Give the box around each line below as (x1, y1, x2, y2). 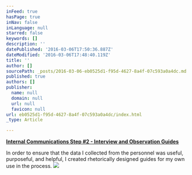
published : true (6, 73, 46, 79)
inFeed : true (6, 8, 38, 15)
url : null (11, 100, 35, 107)
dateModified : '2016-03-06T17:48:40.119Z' (6, 52, 111, 58)
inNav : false (6, 19, 38, 25)
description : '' (6, 41, 46, 47)
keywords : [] (6, 36, 38, 41)
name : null (11, 90, 38, 96)
